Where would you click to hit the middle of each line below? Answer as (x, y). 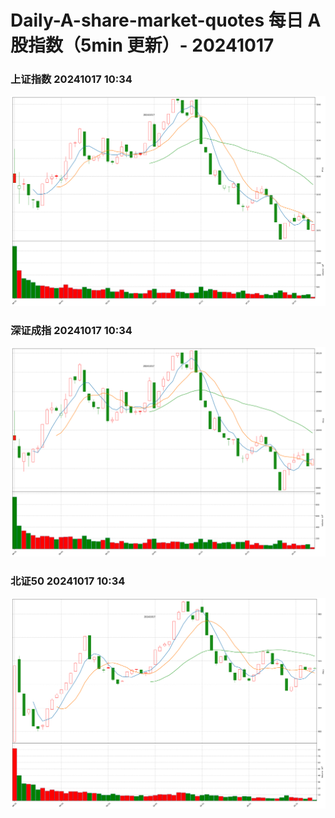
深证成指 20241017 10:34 (71, 330)
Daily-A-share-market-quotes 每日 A (166, 20)
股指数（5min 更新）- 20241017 (142, 45)
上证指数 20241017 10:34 (71, 79)
